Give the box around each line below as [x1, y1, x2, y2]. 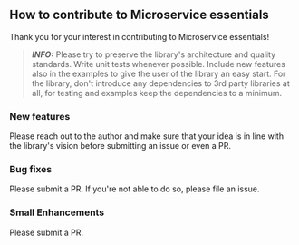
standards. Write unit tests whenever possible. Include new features [31, 58, 285, 69]
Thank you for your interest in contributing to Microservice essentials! [9, 31, 270, 42]
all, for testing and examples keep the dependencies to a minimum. [31, 87, 283, 98]
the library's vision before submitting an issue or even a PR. [9, 141, 232, 152]
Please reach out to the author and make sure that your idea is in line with [9, 131, 284, 142]
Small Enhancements [9, 206, 105, 219]
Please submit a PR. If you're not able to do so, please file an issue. [9, 183, 260, 194]
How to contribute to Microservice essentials [9, 7, 269, 23]
